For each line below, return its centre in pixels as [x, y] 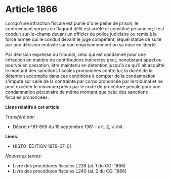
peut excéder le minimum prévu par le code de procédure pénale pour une [83, 86]
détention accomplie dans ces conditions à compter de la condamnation [80, 76]
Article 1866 [31, 9]
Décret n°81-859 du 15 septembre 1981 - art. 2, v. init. [68, 127]
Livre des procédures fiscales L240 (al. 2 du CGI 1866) [70, 171]
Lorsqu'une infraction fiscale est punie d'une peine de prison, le [72, 23]
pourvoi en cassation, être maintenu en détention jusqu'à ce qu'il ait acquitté [85, 65]
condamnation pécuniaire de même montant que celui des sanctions [77, 92]
